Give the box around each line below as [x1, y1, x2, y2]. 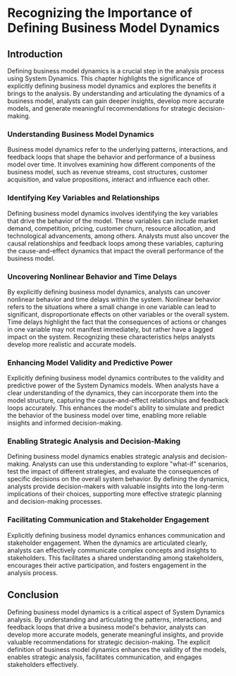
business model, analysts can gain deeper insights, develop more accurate [7, 97, 225, 105]
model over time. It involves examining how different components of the [7, 160, 216, 169]
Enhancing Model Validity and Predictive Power [7, 358, 173, 368]
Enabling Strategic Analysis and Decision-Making [7, 436, 181, 446]
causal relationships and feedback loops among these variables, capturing [7, 239, 224, 248]
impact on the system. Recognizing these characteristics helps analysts [7, 332, 216, 341]
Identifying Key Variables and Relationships [7, 193, 160, 203]
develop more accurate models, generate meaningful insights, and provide [7, 630, 224, 639]
